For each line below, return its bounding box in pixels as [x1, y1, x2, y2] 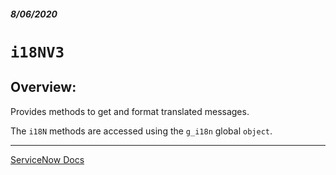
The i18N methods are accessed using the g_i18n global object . [10, 125, 273, 137]
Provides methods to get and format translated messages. [10, 105, 250, 117]
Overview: [10, 79, 77, 96]
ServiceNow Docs [10, 153, 85, 165]
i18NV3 [10, 43, 65, 62]
